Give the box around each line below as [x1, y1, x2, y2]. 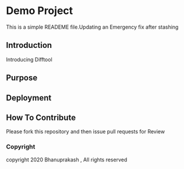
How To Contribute [6, 112, 76, 122]
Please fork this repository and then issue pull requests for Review [6, 128, 165, 135]
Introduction [6, 40, 52, 50]
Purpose [6, 73, 38, 83]
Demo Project [6, 4, 73, 18]
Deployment [6, 92, 52, 103]
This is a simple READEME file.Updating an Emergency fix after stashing [6, 23, 179, 30]
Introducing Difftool [6, 56, 52, 63]
